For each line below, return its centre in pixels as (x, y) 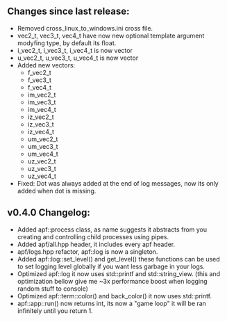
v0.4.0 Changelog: (49, 212)
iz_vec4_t (41, 131)
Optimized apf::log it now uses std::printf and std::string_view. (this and (119, 273)
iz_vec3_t (41, 124)
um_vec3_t (43, 146)
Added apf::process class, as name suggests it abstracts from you (112, 230)
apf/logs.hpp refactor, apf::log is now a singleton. (87, 251)
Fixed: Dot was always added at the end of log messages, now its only (118, 183)
